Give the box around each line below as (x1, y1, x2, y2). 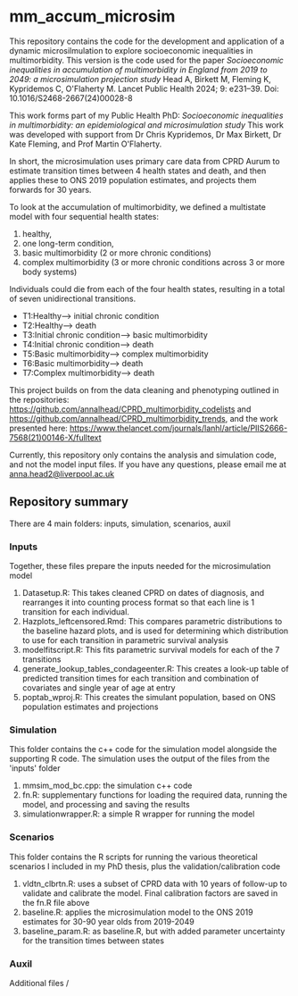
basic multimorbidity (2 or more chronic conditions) (21, 247, 211, 258)
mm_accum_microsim (9, 6, 176, 27)
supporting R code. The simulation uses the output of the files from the (9, 753, 270, 765)
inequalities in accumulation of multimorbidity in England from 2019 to (9, 64, 268, 75)
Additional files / (9, 977, 70, 988)
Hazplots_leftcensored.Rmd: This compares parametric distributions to (21, 616, 283, 627)
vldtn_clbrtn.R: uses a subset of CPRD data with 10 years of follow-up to (21, 878, 287, 889)
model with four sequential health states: (9, 211, 159, 222)
